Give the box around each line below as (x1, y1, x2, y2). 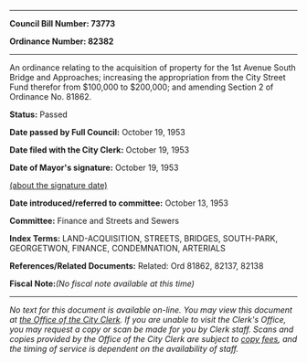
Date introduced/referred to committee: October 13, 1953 (9, 198, 228, 208)
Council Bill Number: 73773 (9, 18, 116, 28)
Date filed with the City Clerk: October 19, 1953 (9, 144, 190, 155)
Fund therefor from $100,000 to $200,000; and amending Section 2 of (9, 81, 274, 92)
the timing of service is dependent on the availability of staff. (9, 344, 239, 354)
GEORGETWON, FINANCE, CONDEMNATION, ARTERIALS (9, 243, 227, 253)
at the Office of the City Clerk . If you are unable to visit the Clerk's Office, (9, 315, 287, 325)
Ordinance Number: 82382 (9, 36, 114, 47)
